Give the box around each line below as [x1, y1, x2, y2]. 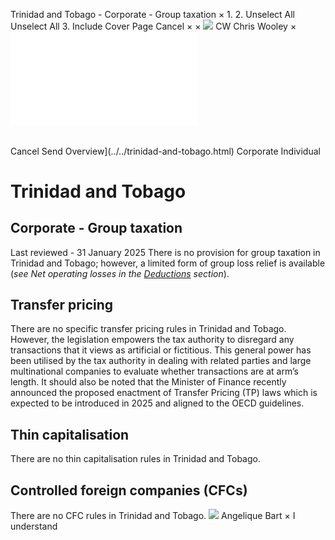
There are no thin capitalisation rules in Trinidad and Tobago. [10, 453, 261, 465]
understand [10, 520, 58, 533]
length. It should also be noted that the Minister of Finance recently [10, 376, 287, 388]
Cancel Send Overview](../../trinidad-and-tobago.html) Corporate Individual [10, 145, 321, 157]
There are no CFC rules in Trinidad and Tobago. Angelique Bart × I [10, 510, 296, 522]
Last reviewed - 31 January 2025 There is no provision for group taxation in [10, 246, 321, 258]
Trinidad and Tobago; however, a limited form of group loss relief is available [10, 257, 326, 269]
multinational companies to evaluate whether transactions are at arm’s [10, 365, 299, 378]
